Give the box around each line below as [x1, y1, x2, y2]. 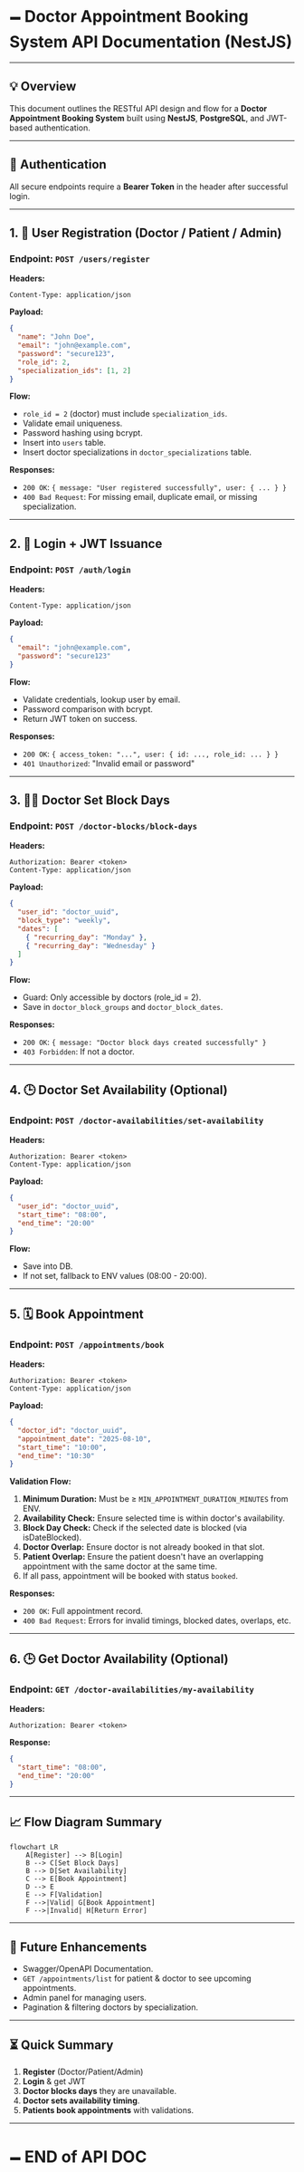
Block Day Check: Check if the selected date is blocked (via [22, 1523, 247, 1533]
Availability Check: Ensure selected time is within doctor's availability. [22, 1513, 285, 1523]
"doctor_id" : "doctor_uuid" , [17, 1426, 128, 1435]
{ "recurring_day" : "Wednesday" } [25, 941, 156, 950]
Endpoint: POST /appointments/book [9, 1338, 165, 1350]
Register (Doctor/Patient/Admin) [22, 2066, 144, 2077]
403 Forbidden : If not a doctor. [22, 1046, 135, 1057]
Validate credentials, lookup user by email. [22, 694, 181, 705]
